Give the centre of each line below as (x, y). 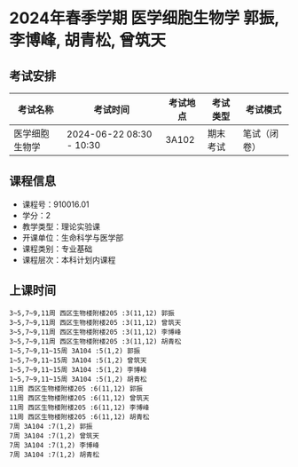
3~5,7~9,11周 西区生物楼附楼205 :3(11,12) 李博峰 (95, 332)
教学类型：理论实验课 (61, 226)
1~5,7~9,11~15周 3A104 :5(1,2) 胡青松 (78, 379)
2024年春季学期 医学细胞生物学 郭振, (144, 18)
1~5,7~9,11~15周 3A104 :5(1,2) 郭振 (75, 351)
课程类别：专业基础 (57, 249)
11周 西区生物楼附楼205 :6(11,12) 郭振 (76, 388)
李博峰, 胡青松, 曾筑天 (88, 40)
